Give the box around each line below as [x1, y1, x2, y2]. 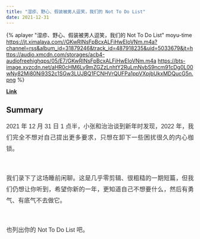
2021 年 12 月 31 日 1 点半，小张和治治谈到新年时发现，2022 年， [6, 123, 188, 130]
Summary [6, 105, 43, 115]
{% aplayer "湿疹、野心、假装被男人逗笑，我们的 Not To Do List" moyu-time [6, 31, 192, 39]
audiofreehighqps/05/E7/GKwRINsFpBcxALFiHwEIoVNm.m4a [6, 57, 157, 64]
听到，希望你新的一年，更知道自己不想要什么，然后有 [36, 186, 188, 193]
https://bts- [157, 57, 186, 64]
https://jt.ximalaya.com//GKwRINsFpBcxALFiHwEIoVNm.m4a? [6, 38, 158, 45]
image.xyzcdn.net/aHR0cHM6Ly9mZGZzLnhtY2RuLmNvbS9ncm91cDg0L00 [6, 63, 193, 70]
